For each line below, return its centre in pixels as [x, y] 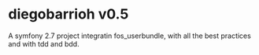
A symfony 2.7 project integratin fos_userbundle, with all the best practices [130, 36]
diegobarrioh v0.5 [68, 14]
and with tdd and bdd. [44, 43]
